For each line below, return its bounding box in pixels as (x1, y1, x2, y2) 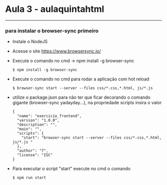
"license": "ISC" (17, 153, 53, 158)
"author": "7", (17, 148, 49, 153)
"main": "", (17, 126, 42, 132)
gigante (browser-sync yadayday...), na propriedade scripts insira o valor (12, 100, 162, 106)
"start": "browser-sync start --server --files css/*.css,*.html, (21, 135, 162, 140)
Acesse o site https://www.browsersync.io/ (12, 48, 101, 54)
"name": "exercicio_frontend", (17, 114, 82, 119)
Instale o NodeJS (12, 39, 48, 45)
